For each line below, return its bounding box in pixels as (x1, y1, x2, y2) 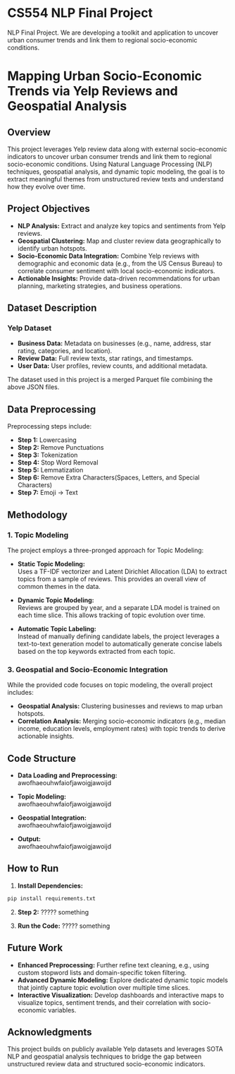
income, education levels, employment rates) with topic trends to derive (17, 724, 226, 733)
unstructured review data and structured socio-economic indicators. (7, 1060, 205, 1068)
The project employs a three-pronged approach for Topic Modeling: (7, 546, 204, 554)
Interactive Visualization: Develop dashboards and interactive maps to (17, 991, 224, 999)
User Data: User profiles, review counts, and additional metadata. (17, 362, 208, 370)
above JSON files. (7, 383, 60, 391)
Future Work (7, 942, 63, 954)
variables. (48, 1006, 77, 1014)
